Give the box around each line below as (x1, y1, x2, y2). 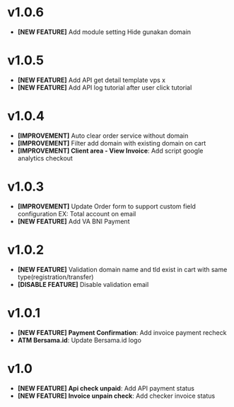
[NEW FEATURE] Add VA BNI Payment (17, 217, 130, 225)
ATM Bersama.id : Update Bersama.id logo (17, 336, 141, 344)
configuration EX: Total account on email (17, 209, 136, 218)
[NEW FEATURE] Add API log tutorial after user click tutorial (17, 83, 192, 92)
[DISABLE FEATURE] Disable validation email (17, 280, 149, 288)
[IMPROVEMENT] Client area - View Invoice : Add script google (17, 146, 204, 155)
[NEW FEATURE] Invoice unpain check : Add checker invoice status (17, 391, 216, 400)
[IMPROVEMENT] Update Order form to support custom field (17, 202, 197, 211)
